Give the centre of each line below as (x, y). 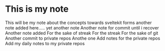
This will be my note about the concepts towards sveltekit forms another (78, 23)
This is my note (37, 9)
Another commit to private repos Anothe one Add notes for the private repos (83, 38)
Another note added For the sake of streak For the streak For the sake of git (82, 33)
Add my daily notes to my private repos (45, 43)
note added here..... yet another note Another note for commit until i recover (82, 27)
